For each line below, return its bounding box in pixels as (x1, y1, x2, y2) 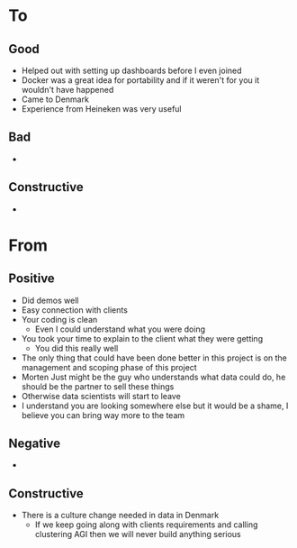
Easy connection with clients (21, 304, 128, 315)
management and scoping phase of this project (21, 361, 197, 372)
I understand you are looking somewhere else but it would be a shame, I (21, 400, 289, 411)
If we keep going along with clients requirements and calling (34, 519, 258, 530)
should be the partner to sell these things (21, 380, 175, 392)
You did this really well (34, 342, 119, 353)
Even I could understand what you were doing (34, 324, 206, 334)
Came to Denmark (21, 94, 89, 105)
